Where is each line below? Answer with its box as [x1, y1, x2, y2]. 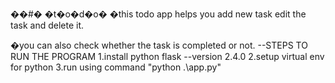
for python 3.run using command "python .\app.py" [10, 61, 222, 73]
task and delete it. [10, 19, 84, 31]
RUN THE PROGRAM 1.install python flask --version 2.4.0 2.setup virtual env [10, 51, 325, 62]
